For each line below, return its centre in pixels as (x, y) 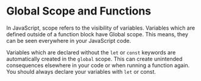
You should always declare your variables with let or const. (81, 71)
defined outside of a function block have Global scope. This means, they (97, 34)
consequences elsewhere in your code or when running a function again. (98, 65)
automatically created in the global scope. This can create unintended (94, 59)
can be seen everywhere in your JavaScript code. (69, 40)
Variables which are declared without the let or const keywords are (91, 52)
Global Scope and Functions (79, 11)
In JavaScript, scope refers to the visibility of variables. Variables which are (101, 28)
